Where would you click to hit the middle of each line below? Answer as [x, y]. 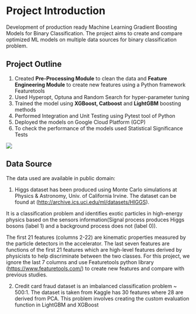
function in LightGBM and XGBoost [56, 305]
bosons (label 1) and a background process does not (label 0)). [82, 226]
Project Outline [34, 64]
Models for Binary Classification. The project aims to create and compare [94, 33]
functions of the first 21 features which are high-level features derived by [94, 249]
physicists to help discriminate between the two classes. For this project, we [98, 256]
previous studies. [27, 275]
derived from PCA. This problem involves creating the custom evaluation [102, 298]
